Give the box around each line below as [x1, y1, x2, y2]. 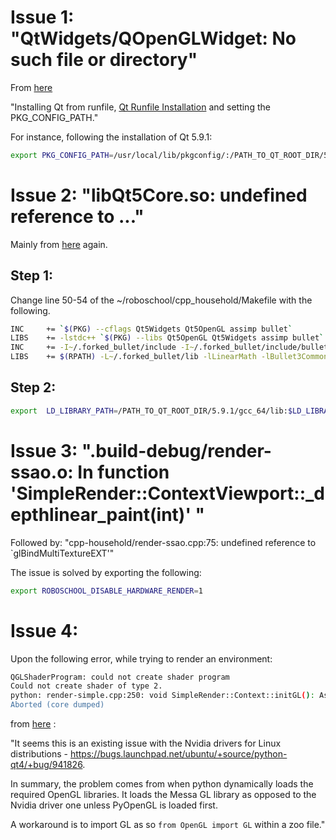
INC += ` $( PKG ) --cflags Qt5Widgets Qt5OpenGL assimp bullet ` [10, 324, 293, 334]
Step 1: [10, 267, 54, 285]
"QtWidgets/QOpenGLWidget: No [10, 27, 297, 50]
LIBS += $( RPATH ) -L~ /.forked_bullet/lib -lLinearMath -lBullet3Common [10, 352, 329, 362]
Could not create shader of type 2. [10, 681, 163, 691]
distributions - [10, 748, 68, 760]
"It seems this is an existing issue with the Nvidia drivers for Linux [10, 737, 282, 749]
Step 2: [10, 379, 57, 396]
